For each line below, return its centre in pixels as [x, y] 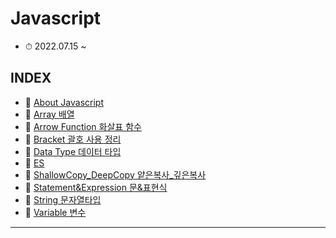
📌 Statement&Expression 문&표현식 [96, 187]
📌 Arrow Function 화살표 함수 [83, 126]
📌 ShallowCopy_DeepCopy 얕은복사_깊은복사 [115, 174]
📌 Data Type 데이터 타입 [73, 151]
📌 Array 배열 [49, 114]
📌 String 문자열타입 [63, 199]
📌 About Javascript [64, 102]
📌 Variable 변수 [55, 212]
